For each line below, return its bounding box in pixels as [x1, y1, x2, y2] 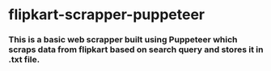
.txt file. [8, 54, 40, 65]
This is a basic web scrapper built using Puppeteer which [8, 34, 238, 45]
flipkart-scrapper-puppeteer [8, 6, 205, 24]
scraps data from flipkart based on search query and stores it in [8, 44, 264, 55]
